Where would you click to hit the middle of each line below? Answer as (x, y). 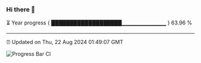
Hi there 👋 (21, 10)
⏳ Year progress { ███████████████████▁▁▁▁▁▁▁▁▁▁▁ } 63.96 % (99, 23)
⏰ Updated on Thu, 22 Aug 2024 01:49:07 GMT (65, 42)
